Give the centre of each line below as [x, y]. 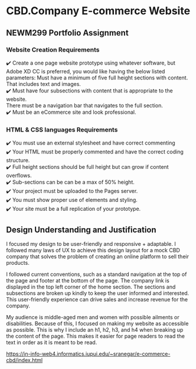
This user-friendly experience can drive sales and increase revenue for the [97, 299]
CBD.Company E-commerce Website [98, 11]
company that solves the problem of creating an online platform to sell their [97, 256]
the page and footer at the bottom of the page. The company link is [88, 280]
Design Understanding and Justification [81, 230]
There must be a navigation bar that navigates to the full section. [85, 105]
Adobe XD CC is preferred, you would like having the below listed [86, 71]
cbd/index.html [24, 360]
